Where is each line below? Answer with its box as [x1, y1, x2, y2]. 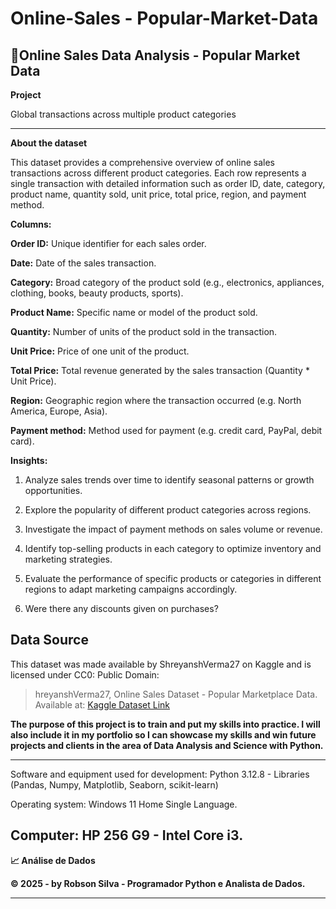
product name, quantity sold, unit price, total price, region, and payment [10, 188, 307, 200]
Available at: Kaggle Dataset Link [34, 698, 171, 711]
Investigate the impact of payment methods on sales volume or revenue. [24, 523, 323, 535]
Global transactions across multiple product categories [10, 108, 237, 120]
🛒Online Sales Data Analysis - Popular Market [10, 47, 301, 64]
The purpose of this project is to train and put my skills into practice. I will [10, 718, 321, 730]
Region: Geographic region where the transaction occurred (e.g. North [10, 395, 302, 406]
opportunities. [24, 485, 83, 496]
